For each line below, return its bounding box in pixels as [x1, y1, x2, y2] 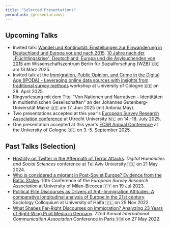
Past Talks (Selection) [5, 142, 76, 151]
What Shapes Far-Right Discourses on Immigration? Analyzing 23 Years [12, 205, 163, 211]
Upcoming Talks [5, 31, 58, 40]
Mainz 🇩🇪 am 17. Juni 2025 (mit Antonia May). [36, 105, 135, 111]
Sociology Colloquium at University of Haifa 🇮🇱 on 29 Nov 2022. [12, 200, 150, 206]
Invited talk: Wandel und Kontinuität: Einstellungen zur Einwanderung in [12, 44, 162, 51]
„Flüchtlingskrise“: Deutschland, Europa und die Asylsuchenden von [12, 55, 156, 62]
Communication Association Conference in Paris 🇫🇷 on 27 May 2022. [12, 216, 161, 222]
